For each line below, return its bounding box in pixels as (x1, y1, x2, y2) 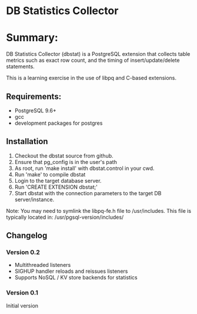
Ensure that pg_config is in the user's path (14, 158, 118, 165)
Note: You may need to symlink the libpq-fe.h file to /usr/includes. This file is (6, 207, 192, 214)
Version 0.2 (6, 248, 40, 256)
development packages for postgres (14, 119, 103, 126)
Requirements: (6, 91, 62, 101)
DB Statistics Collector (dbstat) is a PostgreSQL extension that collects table (6, 51, 191, 58)
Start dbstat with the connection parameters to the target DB (14, 189, 162, 196)
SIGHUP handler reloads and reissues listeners (14, 268, 128, 275)
